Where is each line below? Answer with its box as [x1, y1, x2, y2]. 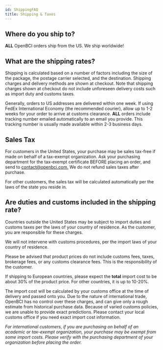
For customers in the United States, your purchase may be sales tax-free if [5, 148, 156, 154]
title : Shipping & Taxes [5, 12, 56, 17]
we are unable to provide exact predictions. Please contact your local [5, 309, 145, 315]
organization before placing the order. [5, 339, 82, 345]
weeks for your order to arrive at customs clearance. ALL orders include [5, 111, 151, 117]
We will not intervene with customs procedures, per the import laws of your [5, 239, 157, 245]
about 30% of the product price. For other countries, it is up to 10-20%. [5, 278, 149, 284]
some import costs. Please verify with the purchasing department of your [5, 334, 153, 340]
